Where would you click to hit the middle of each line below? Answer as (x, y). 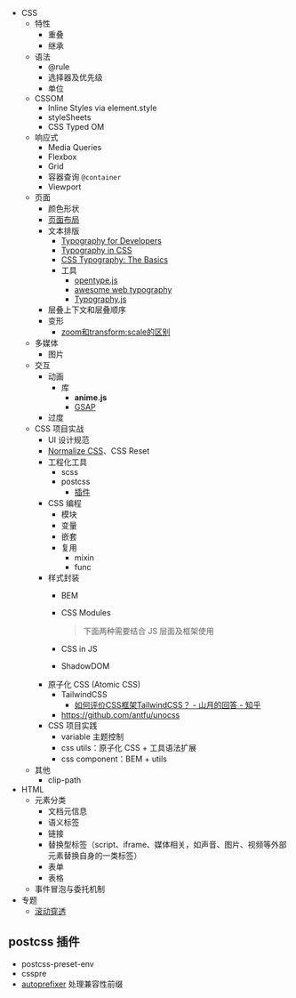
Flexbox (62, 157)
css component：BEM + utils (114, 759)
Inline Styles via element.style (102, 108)
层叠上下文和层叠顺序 (87, 310)
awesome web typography (123, 290)
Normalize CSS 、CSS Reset (99, 451)
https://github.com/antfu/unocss (120, 715)
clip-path (64, 780)
